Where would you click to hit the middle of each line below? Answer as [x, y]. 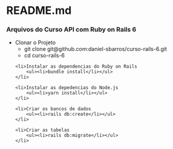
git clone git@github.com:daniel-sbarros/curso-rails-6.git [96, 49]
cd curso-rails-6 [44, 56]
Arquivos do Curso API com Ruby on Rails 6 [71, 30]
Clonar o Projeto [35, 42]
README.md [39, 11]
